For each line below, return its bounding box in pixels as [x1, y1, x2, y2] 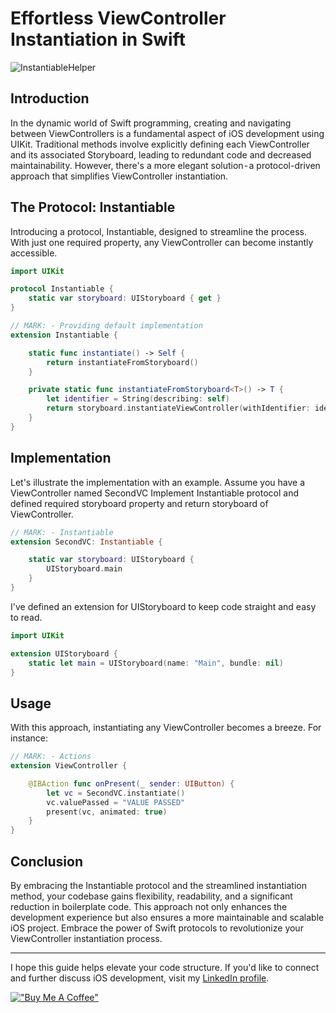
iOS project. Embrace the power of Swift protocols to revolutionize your [10, 922, 304, 934]
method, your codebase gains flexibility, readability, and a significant [10, 890, 293, 902]
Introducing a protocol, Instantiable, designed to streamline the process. [10, 225, 307, 237]
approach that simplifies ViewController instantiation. [10, 170, 229, 182]
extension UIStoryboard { [10, 648, 118, 659]
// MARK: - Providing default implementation [10, 321, 203, 331]
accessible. [10, 247, 58, 259]
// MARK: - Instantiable [10, 527, 114, 537]
